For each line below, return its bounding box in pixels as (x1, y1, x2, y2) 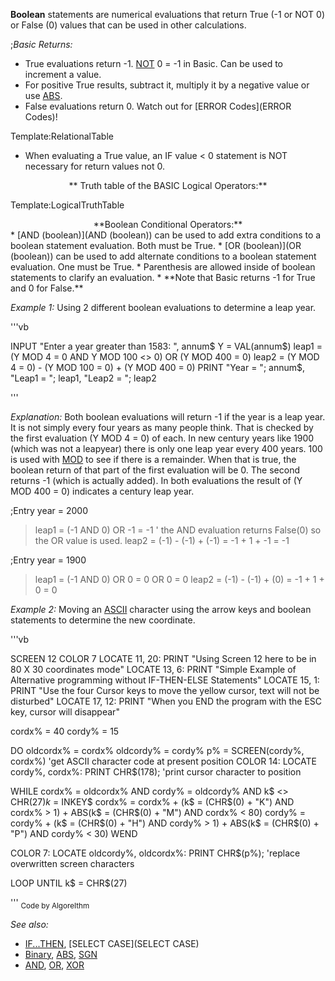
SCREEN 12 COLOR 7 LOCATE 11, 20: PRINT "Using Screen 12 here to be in (10, 653, 317, 664)
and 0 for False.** (10, 282, 84, 294)
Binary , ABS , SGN (24, 948, 98, 960)
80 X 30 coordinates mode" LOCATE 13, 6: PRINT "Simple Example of (10, 664, 297, 675)
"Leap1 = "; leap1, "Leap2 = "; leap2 (10, 372, 157, 384)
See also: (10, 918, 49, 930)
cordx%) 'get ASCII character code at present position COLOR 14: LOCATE (10, 755, 317, 767)
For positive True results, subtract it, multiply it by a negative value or (24, 79, 310, 91)
